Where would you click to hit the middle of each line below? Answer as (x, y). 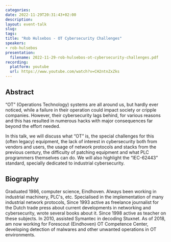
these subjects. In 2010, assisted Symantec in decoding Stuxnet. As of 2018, (86, 218)
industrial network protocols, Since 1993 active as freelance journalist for (82, 202)
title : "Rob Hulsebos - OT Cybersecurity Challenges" (64, 39)
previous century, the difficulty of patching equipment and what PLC (77, 152)
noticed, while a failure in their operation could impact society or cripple (81, 110)
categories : (18, 10)
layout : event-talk (26, 24)
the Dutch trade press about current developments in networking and (78, 207)
